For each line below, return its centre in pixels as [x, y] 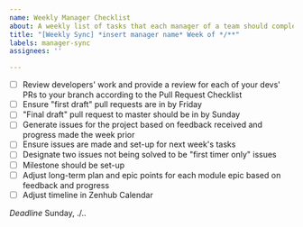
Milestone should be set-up [73, 165]
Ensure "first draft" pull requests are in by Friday [112, 104]
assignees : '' [36, 51]
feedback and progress [66, 185]
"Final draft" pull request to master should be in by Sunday [131, 114]
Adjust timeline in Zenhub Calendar [87, 195]
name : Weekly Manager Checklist [70, 18]
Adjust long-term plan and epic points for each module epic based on [151, 175]
